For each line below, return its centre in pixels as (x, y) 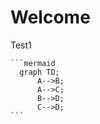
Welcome (50, 17)
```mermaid (33, 63)
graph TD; (39, 72)
